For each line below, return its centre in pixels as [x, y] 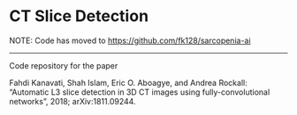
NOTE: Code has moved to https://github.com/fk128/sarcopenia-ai [130, 40]
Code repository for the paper [64, 65]
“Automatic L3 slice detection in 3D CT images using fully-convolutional [140, 92]
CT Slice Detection [79, 16]
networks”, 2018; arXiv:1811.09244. [72, 101]
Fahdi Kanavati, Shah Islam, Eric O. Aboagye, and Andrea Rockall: [128, 83]
